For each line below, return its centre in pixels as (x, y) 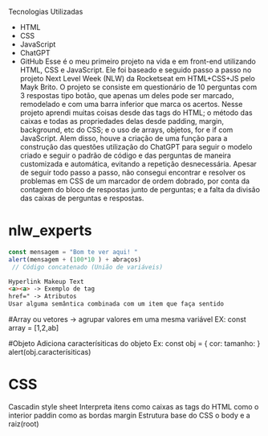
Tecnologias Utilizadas (46, 12)
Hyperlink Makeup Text (46, 282)
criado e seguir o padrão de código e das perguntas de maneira (125, 155)
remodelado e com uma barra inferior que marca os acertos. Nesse (131, 104)
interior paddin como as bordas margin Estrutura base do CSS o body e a (129, 415)
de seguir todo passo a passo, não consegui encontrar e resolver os (133, 173)
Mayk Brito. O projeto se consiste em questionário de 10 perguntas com (138, 87)
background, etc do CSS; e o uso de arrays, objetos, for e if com (126, 130)
